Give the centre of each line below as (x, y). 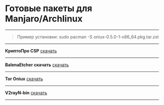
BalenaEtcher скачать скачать (37, 65)
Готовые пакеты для (49, 9)
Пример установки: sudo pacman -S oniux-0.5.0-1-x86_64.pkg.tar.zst (88, 36)
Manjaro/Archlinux (44, 19)
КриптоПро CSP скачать (31, 51)
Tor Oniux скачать (24, 79)
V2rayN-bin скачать (26, 92)
